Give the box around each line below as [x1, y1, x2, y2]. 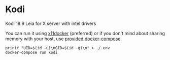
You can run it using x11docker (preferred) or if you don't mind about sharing [5, 30, 165, 36]
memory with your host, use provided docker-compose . [5, 36, 122, 42]
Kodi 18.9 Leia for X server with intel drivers [5, 20, 96, 26]
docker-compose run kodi [5, 50, 58, 55]
